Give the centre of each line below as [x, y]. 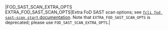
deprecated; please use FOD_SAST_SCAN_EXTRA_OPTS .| [58, 22]
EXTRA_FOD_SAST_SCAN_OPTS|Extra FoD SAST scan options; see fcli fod [83, 12]
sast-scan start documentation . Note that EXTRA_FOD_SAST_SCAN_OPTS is [78, 17]
